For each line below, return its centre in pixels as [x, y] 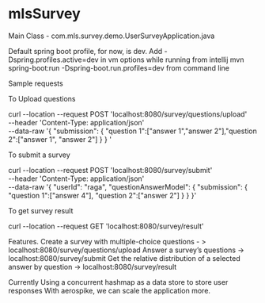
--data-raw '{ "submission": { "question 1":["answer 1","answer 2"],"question [132, 131]
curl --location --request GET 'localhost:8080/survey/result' [106, 226]
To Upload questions [42, 98]
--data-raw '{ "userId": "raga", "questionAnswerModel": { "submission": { [128, 186]
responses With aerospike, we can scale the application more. [110, 290]
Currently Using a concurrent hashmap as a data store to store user [118, 282]
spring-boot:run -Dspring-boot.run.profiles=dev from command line [119, 67]
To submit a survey [39, 155]
